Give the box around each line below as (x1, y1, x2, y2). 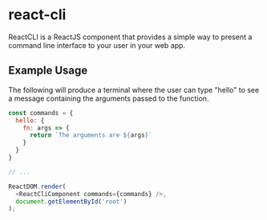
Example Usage (8, 64, 88, 78)
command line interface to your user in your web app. (8, 40, 186, 50)
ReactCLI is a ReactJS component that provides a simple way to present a (8, 32, 253, 42)
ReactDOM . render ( (8, 182, 67, 190)
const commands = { (8, 109, 74, 117)
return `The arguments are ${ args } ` (29, 131, 152, 139)
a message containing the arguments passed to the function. (8, 94, 209, 103)
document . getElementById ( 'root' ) (15, 198, 127, 206)
